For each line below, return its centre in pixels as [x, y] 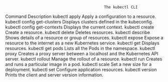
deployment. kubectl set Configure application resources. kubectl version [81, 69]
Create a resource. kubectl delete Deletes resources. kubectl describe [78, 32]
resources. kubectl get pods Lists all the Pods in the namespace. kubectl [80, 48]
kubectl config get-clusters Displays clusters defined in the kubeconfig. [79, 22]
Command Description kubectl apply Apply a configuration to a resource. [81, 16]
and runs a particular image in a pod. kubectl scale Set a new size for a [78, 64]
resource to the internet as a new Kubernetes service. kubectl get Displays [82, 43]
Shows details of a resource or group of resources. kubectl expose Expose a [84, 38]
